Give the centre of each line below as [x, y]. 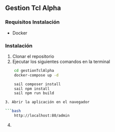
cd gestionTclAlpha [34, 70]
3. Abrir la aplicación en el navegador [48, 102]
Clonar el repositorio [33, 56]
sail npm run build [34, 93]
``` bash [13, 111]
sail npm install [32, 89]
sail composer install [37, 84]
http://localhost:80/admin [42, 116]
